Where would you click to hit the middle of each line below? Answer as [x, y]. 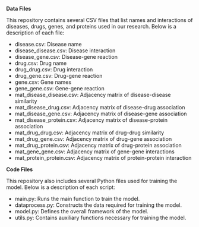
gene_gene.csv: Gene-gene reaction [60, 88]
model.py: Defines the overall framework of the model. [81, 211]
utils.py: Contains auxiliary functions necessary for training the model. [100, 217]
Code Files [20, 169]
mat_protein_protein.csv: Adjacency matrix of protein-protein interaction [103, 158]
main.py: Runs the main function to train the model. [77, 199]
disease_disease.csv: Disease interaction [65, 51]
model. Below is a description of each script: [61, 187]
